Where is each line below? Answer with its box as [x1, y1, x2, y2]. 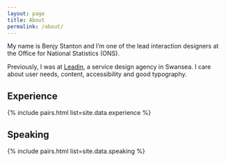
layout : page [7, 10, 45, 17]
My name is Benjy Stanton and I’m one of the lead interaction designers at [7, 42, 219, 51]
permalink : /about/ [7, 23, 64, 30]
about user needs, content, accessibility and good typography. [7, 70, 187, 78]
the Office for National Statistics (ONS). [7, 49, 120, 57]
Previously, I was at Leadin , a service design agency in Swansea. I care [7, 63, 211, 71]
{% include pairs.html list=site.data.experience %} [7, 109, 152, 117]
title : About [7, 17, 45, 24]
